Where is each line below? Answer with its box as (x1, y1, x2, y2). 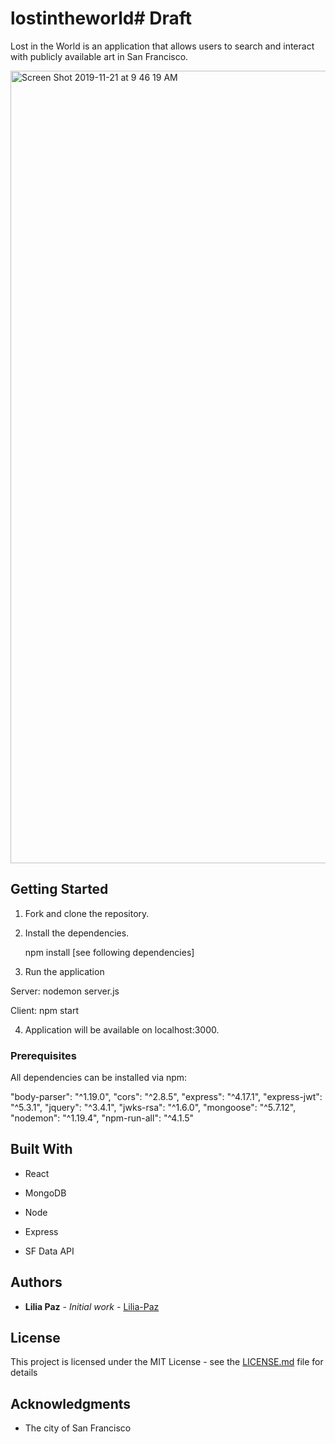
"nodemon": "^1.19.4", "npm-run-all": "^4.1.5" (10, 1112, 195, 1124)
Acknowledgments (10, 1395, 132, 1412)
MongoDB (24, 1187, 67, 1199)
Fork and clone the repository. (24, 907, 150, 919)
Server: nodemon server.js (10, 985, 120, 997)
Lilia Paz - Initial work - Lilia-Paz (24, 1300, 160, 1312)
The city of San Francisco (24, 1422, 132, 1434)
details (10, 1367, 38, 1379)
